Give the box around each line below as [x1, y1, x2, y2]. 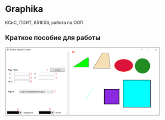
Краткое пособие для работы [5, 34, 101, 42]
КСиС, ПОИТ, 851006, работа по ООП [5, 20, 83, 25]
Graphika [5, 3, 43, 15]
